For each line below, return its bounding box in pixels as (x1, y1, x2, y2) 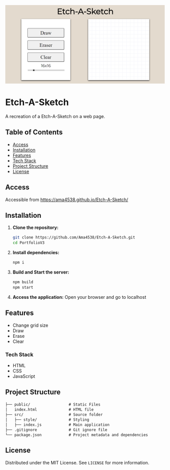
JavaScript (12, 373, 35, 379)
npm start (12, 285, 34, 290)
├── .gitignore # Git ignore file (5, 427, 108, 433)
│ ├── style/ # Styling (5, 417, 90, 422)
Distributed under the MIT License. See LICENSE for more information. (5, 459, 149, 465)
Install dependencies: (12, 250, 60, 256)
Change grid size (12, 322, 49, 328)
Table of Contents (5, 128, 63, 137)
